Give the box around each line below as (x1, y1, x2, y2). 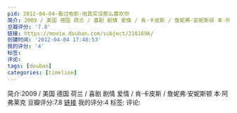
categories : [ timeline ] (7, 69, 78, 76)
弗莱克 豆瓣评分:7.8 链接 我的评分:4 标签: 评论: (7, 98, 141, 106)
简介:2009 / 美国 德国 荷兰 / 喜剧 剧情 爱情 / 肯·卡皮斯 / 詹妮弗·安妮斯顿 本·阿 (7, 89, 229, 98)
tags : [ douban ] (7, 62, 52, 69)
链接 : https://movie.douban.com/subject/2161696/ (7, 29, 154, 37)
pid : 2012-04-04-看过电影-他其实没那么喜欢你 (7, 10, 130, 18)
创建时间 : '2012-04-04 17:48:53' (7, 36, 102, 44)
